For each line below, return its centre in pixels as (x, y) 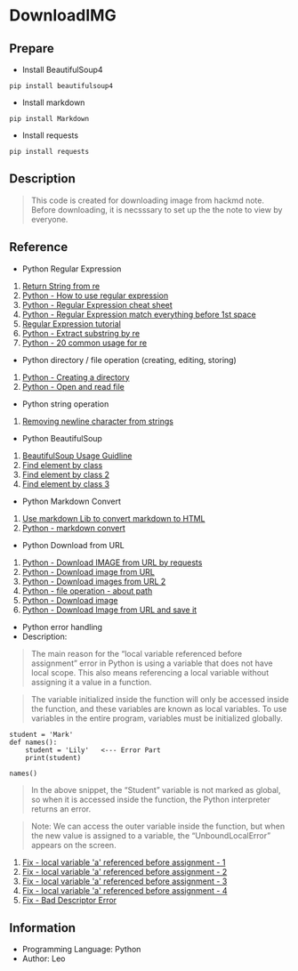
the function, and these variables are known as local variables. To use (159, 708)
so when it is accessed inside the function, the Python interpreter (150, 799)
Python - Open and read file (73, 386)
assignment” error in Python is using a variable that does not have (152, 663)
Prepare (32, 49)
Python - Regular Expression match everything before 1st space (139, 314)
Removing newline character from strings (97, 421)
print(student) (53, 757)
